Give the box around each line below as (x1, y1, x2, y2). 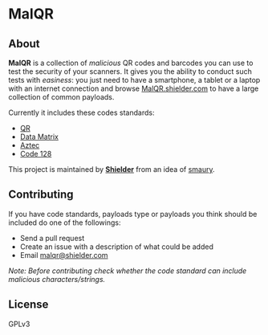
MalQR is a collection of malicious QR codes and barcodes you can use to (8, 58, 254, 67)
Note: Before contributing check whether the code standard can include (8, 266, 247, 276)
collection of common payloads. (8, 92, 115, 101)
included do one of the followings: (8, 218, 121, 227)
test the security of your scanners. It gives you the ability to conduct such (8, 67, 253, 76)
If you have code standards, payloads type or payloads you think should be (8, 209, 258, 219)
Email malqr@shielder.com (19, 250, 108, 259)
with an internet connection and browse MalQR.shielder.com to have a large (8, 84, 259, 93)
